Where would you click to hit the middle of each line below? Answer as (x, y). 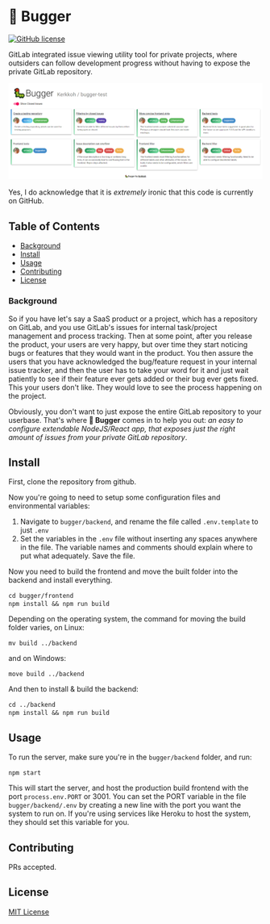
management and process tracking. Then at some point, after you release (130, 336)
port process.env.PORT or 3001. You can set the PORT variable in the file (128, 796)
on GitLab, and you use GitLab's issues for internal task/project (113, 327)
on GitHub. (26, 201)
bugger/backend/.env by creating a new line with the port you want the (125, 805)
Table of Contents (54, 226)
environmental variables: (49, 506)
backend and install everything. (60, 580)
